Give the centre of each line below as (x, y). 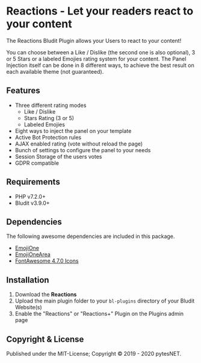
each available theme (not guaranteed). (55, 71)
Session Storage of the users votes (58, 156)
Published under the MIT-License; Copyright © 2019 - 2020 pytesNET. (94, 354)
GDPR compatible (37, 163)
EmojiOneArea (33, 254)
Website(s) (28, 307)
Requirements (33, 182)
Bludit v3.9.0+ (32, 203)
